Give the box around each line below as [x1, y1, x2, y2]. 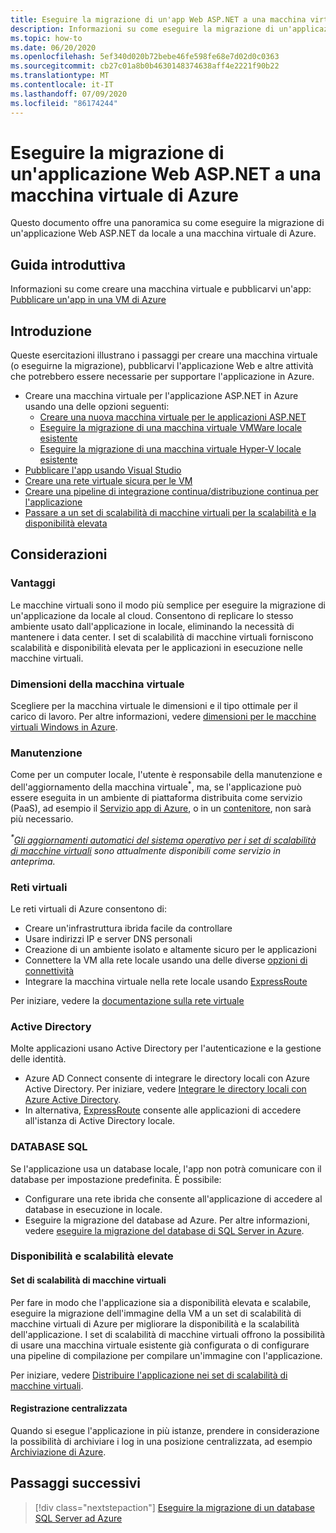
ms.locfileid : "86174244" [10, 98, 118, 108]
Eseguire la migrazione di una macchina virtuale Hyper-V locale [39, 443, 302, 455]
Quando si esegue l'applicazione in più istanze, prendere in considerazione [10, 1424, 320, 1436]
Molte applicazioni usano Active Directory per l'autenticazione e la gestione [10, 1042, 322, 1055]
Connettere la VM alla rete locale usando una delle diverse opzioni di [24, 954, 308, 966]
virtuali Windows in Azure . [10, 721, 118, 733]
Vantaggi [10, 576, 56, 590]
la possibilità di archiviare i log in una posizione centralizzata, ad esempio [10, 1435, 313, 1447]
